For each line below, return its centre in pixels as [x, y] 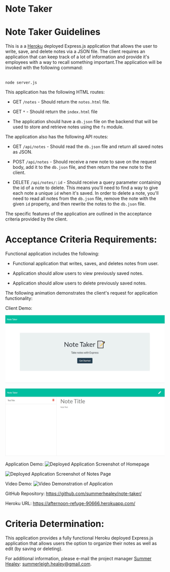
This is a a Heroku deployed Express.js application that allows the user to [81, 46]
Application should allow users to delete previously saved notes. [79, 283]
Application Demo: [25, 464]
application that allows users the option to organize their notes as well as [81, 543]
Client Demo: [19, 308]
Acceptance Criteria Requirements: [81, 240]
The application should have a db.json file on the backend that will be [85, 122]
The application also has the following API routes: [57, 137]
